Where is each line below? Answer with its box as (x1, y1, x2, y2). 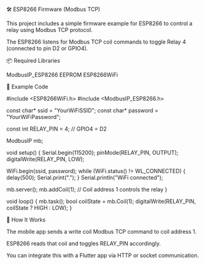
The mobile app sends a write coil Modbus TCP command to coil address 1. (6, 228, 197, 235)
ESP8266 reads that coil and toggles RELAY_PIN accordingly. (6, 240, 161, 247)
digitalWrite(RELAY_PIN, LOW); (6, 156, 85, 163)
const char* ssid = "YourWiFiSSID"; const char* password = (6, 107, 158, 114)
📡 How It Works (6, 216, 46, 223)
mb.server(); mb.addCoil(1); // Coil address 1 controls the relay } (6, 186, 168, 193)
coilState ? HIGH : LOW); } (6, 204, 72, 211)
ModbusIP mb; (6, 137, 44, 144)
